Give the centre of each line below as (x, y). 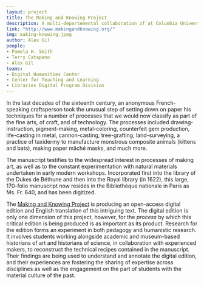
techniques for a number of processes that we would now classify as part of (102, 116)
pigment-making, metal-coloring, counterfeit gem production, (113, 129)
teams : (15, 69)
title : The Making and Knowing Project (57, 18)
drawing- (182, 122)
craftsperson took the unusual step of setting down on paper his (110, 109)
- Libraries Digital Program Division (55, 86)
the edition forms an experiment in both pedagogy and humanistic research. (101, 230)
